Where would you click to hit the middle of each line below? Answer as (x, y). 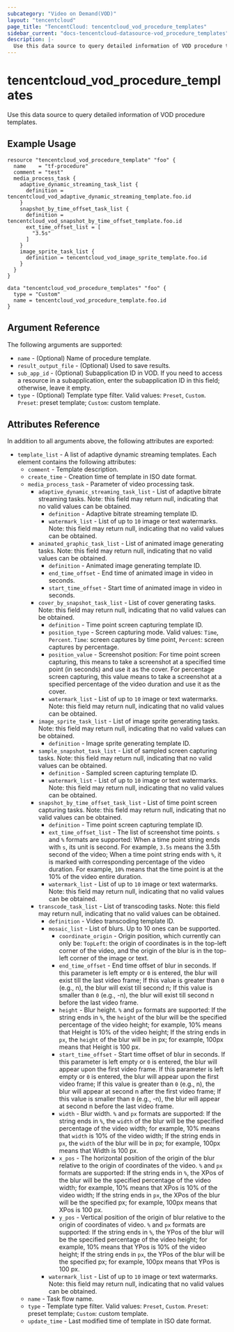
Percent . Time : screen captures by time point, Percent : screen (136, 640)
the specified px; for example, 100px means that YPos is (140, 1262)
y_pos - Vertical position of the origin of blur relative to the (142, 1218)
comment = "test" (39, 172)
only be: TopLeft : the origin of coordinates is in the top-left (143, 943)
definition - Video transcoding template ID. (112, 921)
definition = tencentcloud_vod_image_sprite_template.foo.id (116, 258)
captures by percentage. (84, 647)
